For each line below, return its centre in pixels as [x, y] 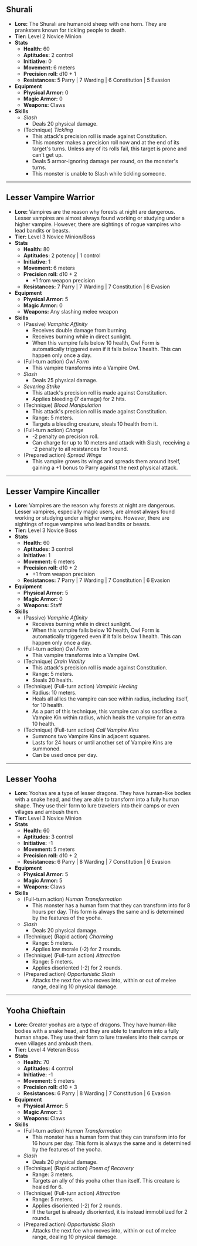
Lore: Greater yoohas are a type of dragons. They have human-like [96, 1025]
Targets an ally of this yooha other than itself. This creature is [106, 1181]
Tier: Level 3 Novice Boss [46, 530]
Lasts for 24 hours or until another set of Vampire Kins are [102, 743]
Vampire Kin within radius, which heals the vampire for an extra [108, 718]
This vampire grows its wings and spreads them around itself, [106, 461]
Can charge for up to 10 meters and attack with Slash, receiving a [111, 442]
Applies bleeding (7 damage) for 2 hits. [79, 399]
